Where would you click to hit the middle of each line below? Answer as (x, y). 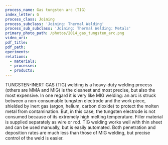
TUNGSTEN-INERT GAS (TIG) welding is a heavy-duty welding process (79, 85)
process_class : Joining (30, 19)
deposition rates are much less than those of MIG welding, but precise (78, 133)
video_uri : (17, 38)
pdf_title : (17, 43)
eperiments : (18, 52)
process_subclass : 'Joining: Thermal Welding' (55, 24)
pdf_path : (16, 47)
